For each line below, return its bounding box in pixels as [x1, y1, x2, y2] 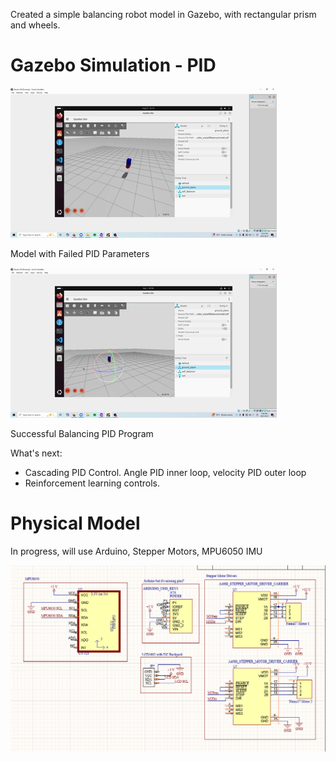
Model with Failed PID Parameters [10, 247, 150, 259]
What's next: [10, 447, 63, 459]
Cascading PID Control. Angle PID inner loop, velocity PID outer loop [24, 466, 307, 478]
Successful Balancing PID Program [10, 427, 154, 439]
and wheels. [10, 19, 61, 31]
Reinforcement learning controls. [24, 477, 160, 489]
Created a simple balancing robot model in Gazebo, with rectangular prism [10, 9, 317, 20]
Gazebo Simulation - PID [10, 54, 217, 77]
